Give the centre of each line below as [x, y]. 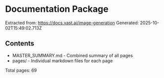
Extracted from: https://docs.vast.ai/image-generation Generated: [72, 23]
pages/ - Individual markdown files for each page [62, 61]
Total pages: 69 [21, 70]
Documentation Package [57, 9]
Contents [20, 44]
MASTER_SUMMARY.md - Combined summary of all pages [73, 55]
